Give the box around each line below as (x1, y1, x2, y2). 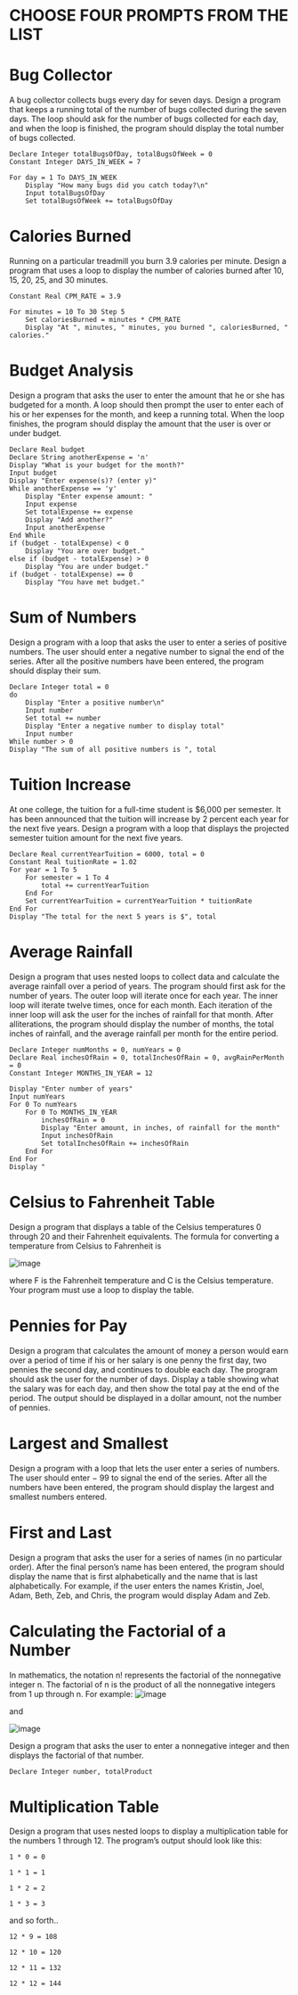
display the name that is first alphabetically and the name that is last (9, 1570, 258, 1581)
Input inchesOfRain (41, 1131, 114, 1140)
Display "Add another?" (25, 515, 114, 524)
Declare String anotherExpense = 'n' (9, 453, 149, 462)
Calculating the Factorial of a (9, 1620, 227, 1641)
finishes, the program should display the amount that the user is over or (9, 418, 271, 429)
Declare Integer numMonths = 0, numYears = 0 (9, 1045, 181, 1054)
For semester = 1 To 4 (25, 873, 109, 882)
